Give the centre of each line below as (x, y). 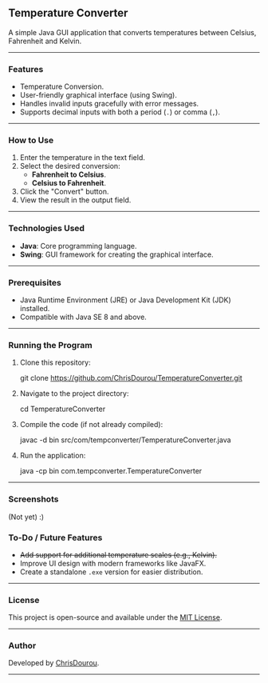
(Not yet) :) (26, 517)
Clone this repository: (55, 362)
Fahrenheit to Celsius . (69, 174)
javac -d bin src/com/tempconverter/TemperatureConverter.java (125, 440)
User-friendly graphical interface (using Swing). (98, 95)
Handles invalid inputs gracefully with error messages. (109, 104)
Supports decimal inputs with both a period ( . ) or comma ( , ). (120, 112)
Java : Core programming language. (78, 246)
